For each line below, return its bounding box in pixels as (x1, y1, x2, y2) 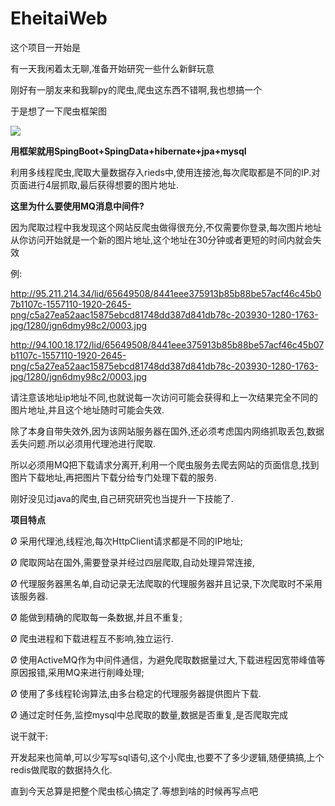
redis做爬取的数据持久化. (10, 763, 113, 776)
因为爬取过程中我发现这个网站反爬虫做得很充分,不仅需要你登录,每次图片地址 (10, 221, 323, 233)
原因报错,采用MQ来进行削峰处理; (10, 666, 145, 678)
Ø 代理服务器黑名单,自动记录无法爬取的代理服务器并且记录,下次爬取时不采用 (10, 577, 323, 589)
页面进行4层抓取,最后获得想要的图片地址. (10, 178, 180, 191)
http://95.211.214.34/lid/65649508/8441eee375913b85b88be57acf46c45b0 (10, 287, 322, 299)
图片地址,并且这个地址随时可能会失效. (10, 403, 165, 416)
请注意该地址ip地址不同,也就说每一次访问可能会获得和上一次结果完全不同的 (10, 391, 318, 403)
